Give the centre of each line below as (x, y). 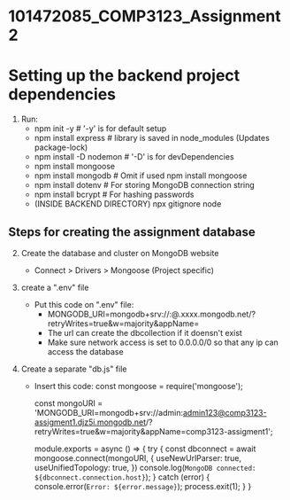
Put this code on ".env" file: (84, 304)
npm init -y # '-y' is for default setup (100, 129)
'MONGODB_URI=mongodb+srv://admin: (108, 412)
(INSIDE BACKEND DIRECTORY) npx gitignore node (128, 204)
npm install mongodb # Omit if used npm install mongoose (141, 176)
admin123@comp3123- (225, 412)
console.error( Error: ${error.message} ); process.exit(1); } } (143, 486)
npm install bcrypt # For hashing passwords (114, 195)
